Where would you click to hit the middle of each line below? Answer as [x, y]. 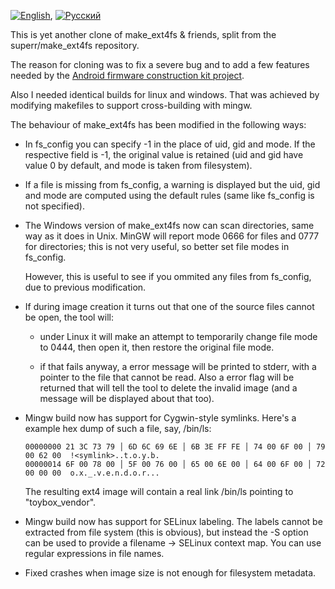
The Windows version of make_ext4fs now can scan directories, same [169, 225]
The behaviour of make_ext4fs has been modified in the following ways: [158, 124]
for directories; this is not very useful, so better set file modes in [157, 246]
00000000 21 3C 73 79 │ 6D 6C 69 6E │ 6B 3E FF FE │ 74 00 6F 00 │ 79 [175, 447]
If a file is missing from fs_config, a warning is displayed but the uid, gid [172, 184]
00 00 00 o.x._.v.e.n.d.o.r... [92, 473]
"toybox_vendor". [60, 502]
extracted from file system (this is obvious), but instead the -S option [166, 532]
